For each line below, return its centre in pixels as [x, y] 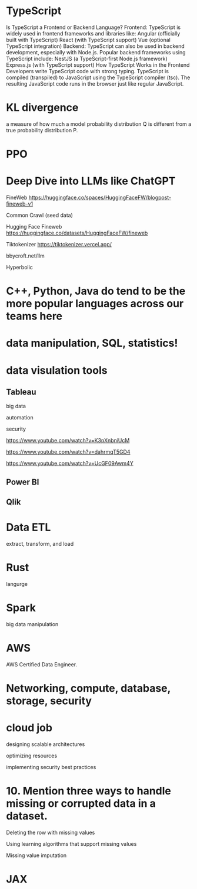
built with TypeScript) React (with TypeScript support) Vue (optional [88, 40]
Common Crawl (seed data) [40, 215]
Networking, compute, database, [88, 688]
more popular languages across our [95, 304]
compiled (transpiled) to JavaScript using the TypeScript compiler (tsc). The [98, 77]
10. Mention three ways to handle [89, 791]
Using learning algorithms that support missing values [71, 844]
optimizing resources [32, 756]
